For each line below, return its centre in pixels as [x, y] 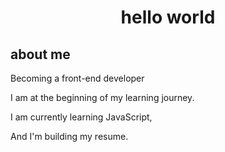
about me [40, 54]
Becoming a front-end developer [77, 78]
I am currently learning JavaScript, [81, 117]
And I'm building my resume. [69, 136]
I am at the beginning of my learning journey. [102, 97]
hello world [168, 17]
